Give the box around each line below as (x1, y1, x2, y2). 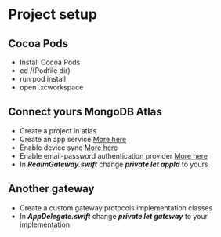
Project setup (8, 5, 98, 24)
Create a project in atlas (19, 126, 97, 135)
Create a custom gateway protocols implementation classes (19, 202, 213, 213)
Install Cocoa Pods (19, 57, 81, 67)
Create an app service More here (19, 134, 127, 144)
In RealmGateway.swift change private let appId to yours (19, 159, 208, 169)
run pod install (19, 75, 67, 83)
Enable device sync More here (19, 143, 118, 152)
